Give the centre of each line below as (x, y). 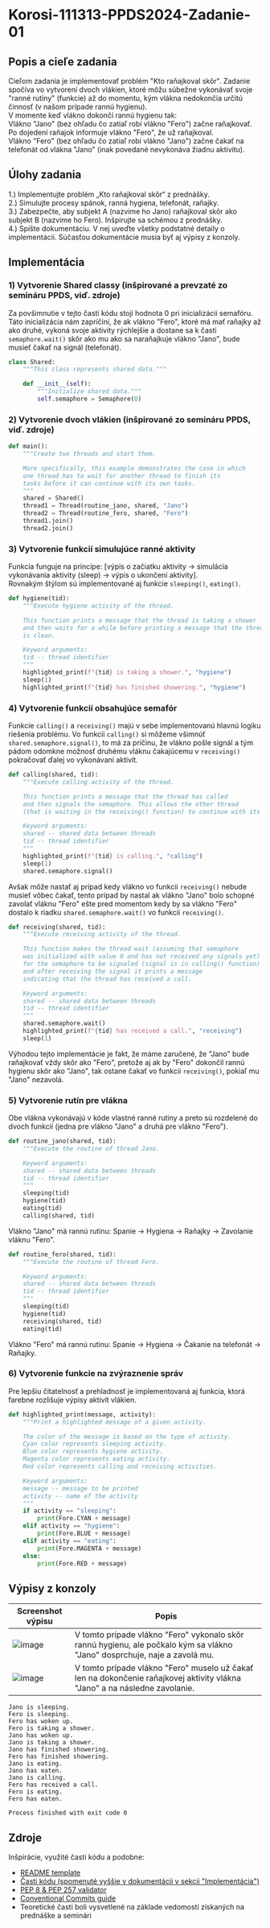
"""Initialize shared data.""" (90, 392)
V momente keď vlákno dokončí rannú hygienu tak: (93, 115)
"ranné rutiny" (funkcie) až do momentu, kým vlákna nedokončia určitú (126, 98)
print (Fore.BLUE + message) (84, 1534)
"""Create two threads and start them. (90, 454)
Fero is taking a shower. (51, 1729)
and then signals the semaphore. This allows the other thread (131, 804)
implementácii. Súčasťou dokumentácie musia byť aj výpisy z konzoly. (124, 237)
